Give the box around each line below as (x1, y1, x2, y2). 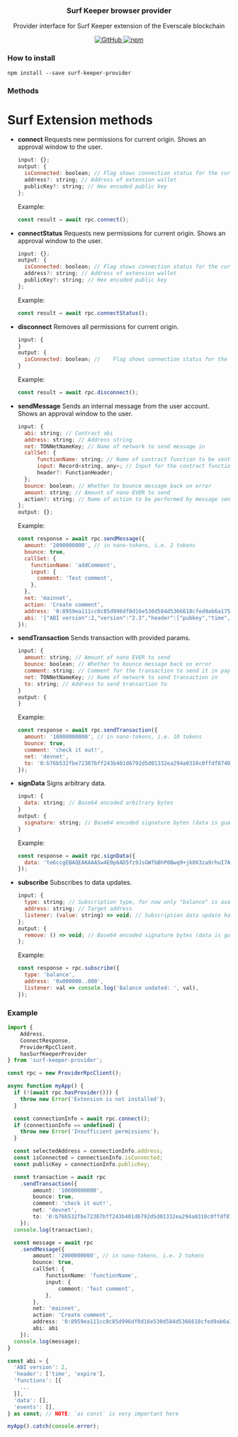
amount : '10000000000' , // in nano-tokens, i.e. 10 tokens (24, 733, 203, 741)
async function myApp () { (7, 1083, 84, 1090)
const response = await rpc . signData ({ (17, 852, 136, 859)
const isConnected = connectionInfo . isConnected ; (13, 1154, 163, 1161)
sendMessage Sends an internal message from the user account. (17, 401, 210, 410)
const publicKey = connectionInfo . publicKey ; (13, 1161, 151, 1168)
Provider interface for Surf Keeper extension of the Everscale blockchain (13, 22, 225, 30)
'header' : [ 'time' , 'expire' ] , (13, 1370, 106, 1377)
